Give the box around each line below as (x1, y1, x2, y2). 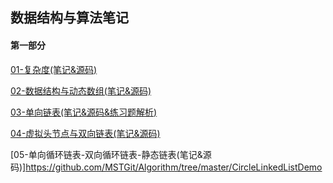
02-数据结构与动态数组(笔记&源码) (10, 84, 152, 97)
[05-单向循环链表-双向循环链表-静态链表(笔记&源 (10, 148, 212, 160)
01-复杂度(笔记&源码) (10, 63, 98, 75)
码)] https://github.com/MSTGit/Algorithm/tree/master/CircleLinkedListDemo (10, 161, 323, 173)
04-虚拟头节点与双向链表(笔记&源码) (10, 127, 161, 139)
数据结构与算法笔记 (10, 9, 129, 27)
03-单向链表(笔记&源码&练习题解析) (10, 106, 158, 118)
